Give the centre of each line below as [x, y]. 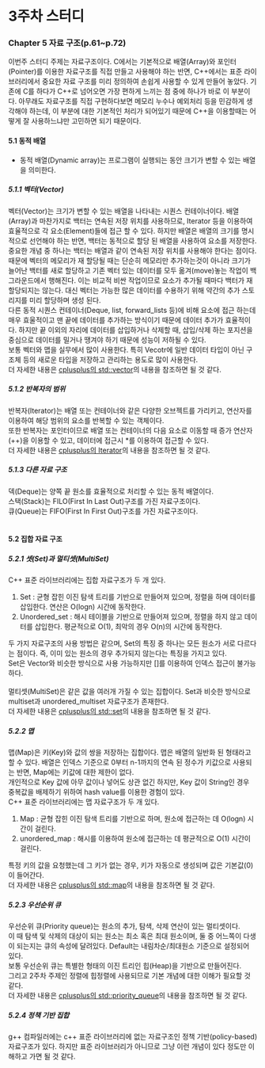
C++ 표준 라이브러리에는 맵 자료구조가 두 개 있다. [84, 802]
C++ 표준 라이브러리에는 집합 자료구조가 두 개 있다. [87, 580]
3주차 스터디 [46, 16]
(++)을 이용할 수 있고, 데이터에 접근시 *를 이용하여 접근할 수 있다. [109, 440]
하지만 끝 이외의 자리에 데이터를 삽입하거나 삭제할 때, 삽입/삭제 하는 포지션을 [136, 330]
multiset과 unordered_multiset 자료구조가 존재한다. [89, 701]
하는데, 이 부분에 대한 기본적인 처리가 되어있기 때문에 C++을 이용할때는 [138, 111]
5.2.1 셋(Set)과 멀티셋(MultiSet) [59, 559]
